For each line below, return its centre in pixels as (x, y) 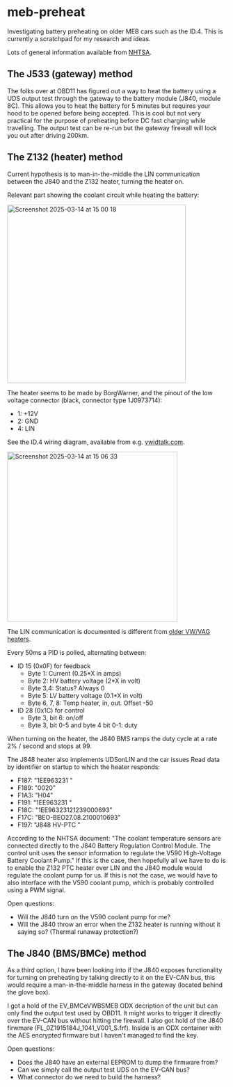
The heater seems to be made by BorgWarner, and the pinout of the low (110, 392)
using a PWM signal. (37, 890)
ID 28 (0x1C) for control (51, 710)
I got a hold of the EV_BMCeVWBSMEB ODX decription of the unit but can (113, 1006)
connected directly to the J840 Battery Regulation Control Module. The (109, 846)
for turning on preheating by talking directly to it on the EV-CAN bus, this (111, 978)
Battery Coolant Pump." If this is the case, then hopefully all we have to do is (116, 860)
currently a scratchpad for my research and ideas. (79, 38)
